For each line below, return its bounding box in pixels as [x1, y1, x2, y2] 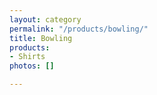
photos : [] [9, 61, 55, 71]
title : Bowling [9, 33, 73, 43]
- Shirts [9, 52, 46, 62]
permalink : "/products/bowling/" [9, 24, 149, 34]
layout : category [9, 14, 82, 25]
